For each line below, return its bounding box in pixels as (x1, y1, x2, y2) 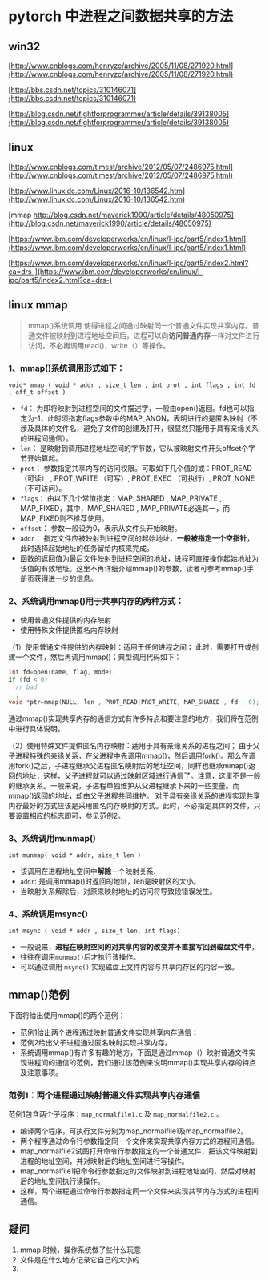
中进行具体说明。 (8, 723, 65, 733)
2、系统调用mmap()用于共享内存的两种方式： (8, 595, 184, 606)
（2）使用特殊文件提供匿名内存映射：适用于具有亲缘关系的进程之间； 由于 (8, 740, 254, 750)
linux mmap (8, 298, 68, 312)
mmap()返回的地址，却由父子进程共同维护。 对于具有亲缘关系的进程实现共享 (8, 791, 261, 800)
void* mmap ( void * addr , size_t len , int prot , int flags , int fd (8, 381, 256, 389)
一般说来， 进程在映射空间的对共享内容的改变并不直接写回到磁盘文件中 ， (19, 942, 259, 952)
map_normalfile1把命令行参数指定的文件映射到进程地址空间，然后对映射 (19, 1166, 256, 1176)
